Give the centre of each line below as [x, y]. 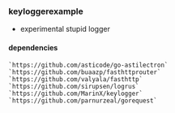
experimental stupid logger [65, 29]
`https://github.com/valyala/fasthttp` [76, 79]
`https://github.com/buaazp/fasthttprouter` [85, 72]
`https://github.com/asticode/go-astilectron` [88, 65]
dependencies [33, 47]
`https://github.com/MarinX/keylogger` [76, 93]
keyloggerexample [46, 11]
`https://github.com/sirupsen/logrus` [74, 86]
